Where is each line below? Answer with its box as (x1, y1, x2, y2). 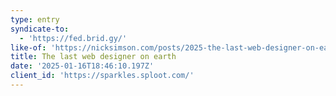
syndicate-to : (10, 24, 70, 34)
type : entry (10, 14, 60, 25)
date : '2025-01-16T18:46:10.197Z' (10, 61, 155, 71)
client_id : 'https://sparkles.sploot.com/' (10, 71, 195, 81)
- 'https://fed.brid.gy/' (19, 33, 128, 43)
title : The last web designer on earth (10, 52, 177, 62)
